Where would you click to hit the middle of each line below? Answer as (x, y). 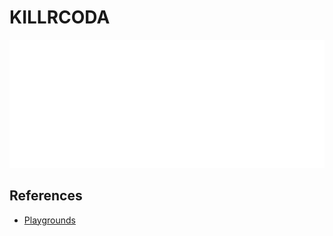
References (46, 196)
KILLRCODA (60, 17)
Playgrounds (49, 220)
